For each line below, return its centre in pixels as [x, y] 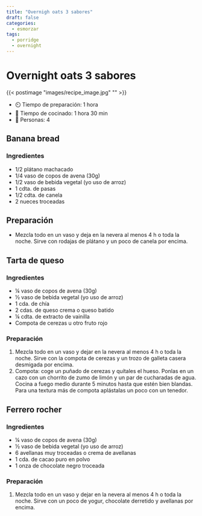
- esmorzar [25, 29]
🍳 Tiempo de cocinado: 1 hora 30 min [61, 113]
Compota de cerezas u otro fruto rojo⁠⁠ [61, 323]
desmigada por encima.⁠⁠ [44, 365]
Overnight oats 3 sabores [71, 76]
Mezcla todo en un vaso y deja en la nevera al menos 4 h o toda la [97, 235]
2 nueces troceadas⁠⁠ [40, 201]
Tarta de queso [35, 260]
